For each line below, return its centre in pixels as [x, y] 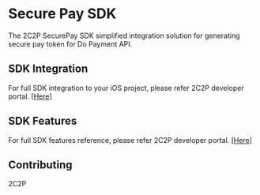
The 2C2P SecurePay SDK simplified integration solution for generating [124, 36]
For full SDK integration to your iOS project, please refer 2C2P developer [126, 88]
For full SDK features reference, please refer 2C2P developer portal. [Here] [130, 140]
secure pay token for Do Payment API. [70, 43]
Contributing [40, 165]
